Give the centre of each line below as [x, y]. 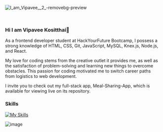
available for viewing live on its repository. [48, 91]
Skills [12, 104]
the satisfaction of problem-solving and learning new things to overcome [79, 66]
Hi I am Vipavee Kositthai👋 [37, 30]
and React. [16, 51]
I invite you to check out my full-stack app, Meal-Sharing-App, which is [78, 86]
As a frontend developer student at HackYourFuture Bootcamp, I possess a [81, 41]
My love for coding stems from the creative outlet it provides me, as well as [81, 61]
